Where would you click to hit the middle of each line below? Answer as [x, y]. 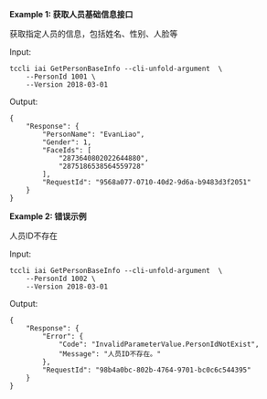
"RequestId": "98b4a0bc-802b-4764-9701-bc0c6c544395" [147, 370]
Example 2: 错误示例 [48, 216]
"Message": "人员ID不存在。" [110, 354]
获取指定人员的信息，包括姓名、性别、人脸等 [94, 34]
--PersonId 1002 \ [61, 278]
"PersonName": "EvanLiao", [94, 134]
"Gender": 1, [67, 142]
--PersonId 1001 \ [61, 77]
